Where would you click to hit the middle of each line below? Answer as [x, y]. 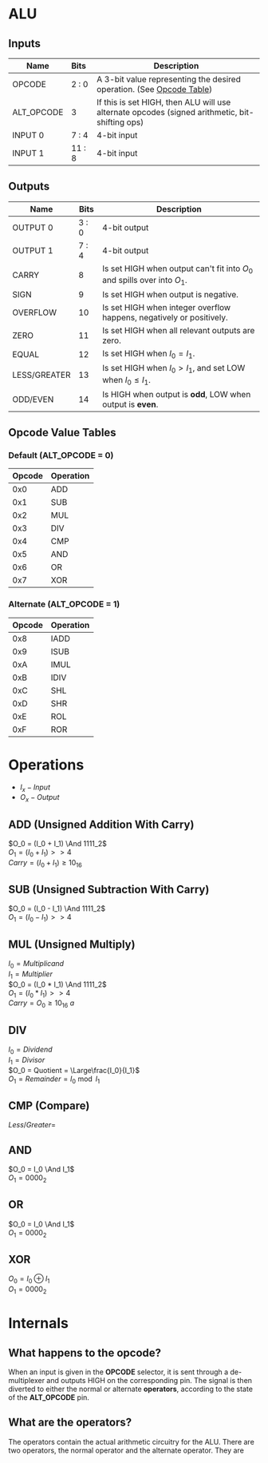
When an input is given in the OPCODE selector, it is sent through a [118, 1372]
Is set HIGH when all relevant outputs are [179, 331]
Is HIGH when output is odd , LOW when [177, 394]
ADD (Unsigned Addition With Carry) [101, 824]
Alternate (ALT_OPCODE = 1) [64, 604]
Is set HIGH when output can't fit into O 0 [178, 269]
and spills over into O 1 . [145, 281]
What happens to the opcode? [85, 1352]
